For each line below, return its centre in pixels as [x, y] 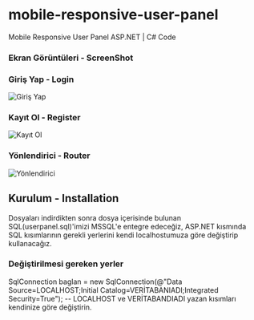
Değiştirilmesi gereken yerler [66, 264]
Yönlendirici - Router [49, 156]
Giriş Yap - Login [41, 79]
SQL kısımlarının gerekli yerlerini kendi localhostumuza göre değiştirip [123, 235]
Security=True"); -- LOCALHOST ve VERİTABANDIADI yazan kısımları [122, 298]
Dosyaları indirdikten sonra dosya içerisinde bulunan [95, 217]
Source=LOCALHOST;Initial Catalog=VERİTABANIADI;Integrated [113, 290]
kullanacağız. [30, 243]
